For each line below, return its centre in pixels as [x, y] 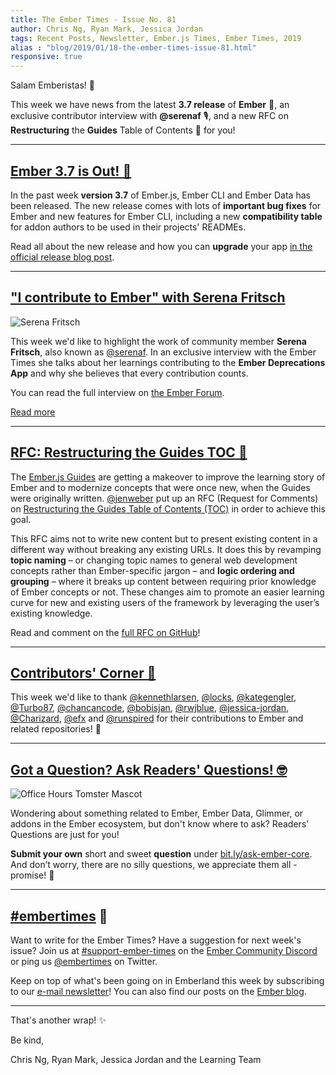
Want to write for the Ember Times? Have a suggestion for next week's [156, 940]
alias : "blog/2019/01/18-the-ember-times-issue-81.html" [133, 47]
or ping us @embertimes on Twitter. [84, 961]
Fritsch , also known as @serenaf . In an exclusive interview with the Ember [163, 352]
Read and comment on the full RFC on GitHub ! [105, 632]
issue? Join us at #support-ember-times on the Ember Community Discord [164, 950]
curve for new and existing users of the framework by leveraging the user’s [165, 602]
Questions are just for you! [65, 835]
